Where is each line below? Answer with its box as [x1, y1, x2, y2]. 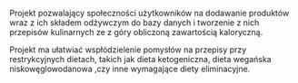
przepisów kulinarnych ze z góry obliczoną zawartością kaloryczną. [9, 27, 263, 37]
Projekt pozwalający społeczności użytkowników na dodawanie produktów [9, 8, 290, 18]
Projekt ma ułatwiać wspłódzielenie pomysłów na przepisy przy [9, 44, 247, 55]
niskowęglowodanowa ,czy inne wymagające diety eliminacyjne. [9, 63, 251, 74]
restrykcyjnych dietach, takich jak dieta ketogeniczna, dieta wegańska [9, 54, 272, 64]
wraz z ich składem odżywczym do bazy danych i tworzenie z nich [9, 17, 260, 28]
